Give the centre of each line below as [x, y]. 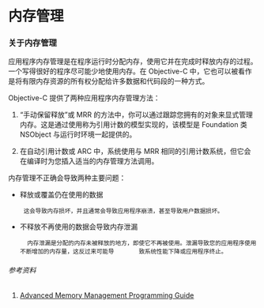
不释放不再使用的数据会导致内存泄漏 [79, 227]
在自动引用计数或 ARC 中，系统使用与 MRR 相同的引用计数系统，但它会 [135, 152]
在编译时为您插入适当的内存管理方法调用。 [89, 161]
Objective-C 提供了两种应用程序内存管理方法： [84, 98]
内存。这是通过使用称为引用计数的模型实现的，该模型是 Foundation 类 [133, 125]
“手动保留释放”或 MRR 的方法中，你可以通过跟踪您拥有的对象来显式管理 [136, 115]
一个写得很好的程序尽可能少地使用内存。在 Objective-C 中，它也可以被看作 [130, 71]
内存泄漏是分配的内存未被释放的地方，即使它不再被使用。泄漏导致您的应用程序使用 [142, 243]
